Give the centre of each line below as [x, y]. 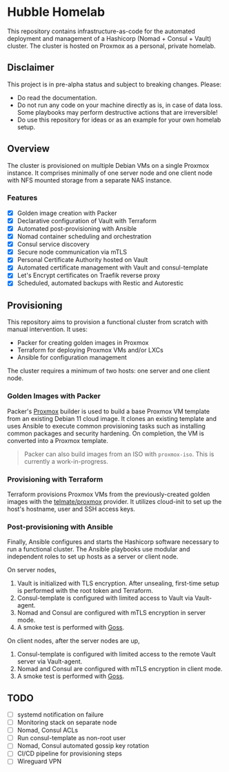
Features [22, 198]
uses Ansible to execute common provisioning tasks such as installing [106, 426]
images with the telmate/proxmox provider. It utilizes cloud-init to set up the [114, 501]
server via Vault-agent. [50, 661]
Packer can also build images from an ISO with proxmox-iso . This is [119, 454]
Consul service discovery [53, 244]
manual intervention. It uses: [47, 330]
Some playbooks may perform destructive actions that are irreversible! [118, 112]
